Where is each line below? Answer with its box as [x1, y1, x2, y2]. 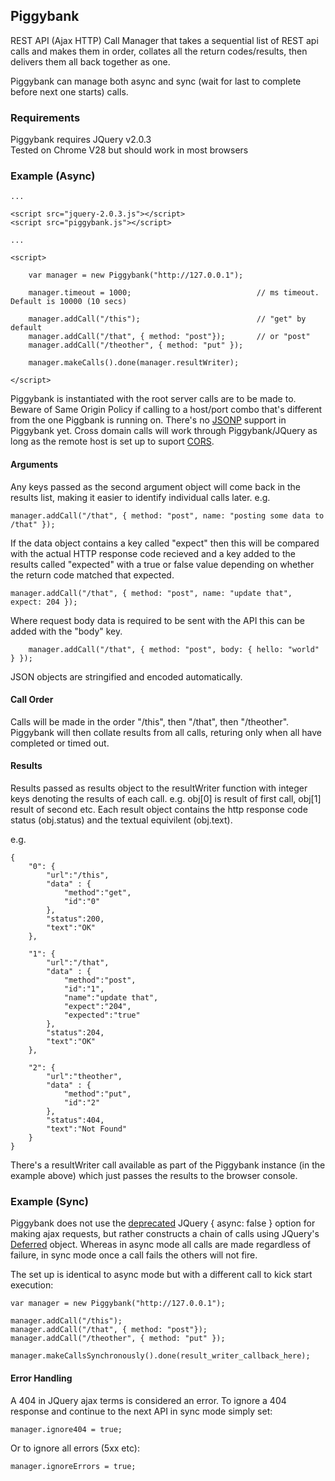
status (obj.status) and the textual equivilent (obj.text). [10, 814, 233, 826]
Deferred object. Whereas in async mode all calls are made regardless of [10, 1239, 312, 1251]
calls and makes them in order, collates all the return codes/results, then [10, 45, 308, 57]
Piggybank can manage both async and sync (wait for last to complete [10, 75, 302, 87]
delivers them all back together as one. [10, 55, 171, 68]
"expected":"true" [63, 1010, 141, 1021]
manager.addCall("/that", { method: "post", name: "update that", [10, 588, 293, 598]
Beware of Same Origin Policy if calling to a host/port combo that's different [10, 404, 323, 416]
